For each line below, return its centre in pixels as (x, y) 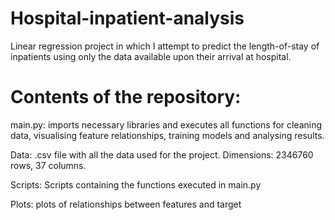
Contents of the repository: (126, 97)
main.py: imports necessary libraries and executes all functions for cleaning (166, 124)
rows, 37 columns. (48, 165)
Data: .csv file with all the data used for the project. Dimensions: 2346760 (162, 154)
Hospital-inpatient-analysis (127, 18)
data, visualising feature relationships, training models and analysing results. (167, 135)
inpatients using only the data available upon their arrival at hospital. (151, 56)
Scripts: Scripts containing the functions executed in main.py (136, 184)
